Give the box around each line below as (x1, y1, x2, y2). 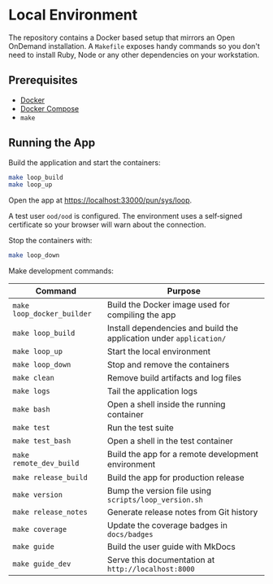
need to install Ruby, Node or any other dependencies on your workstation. (8, 50, 260, 59)
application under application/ (106, 333, 227, 344)
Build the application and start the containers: (8, 157, 161, 168)
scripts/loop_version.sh (106, 495, 203, 505)
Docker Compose (19, 103, 80, 113)
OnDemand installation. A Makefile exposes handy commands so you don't (8, 41, 260, 50)
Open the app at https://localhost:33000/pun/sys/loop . (8, 195, 193, 205)
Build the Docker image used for (106, 299, 230, 311)
